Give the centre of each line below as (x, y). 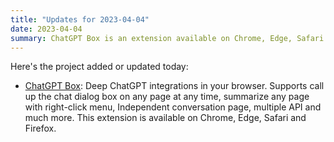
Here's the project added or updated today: (99, 67)
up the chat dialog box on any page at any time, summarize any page (167, 97)
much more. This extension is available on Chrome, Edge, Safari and (165, 118)
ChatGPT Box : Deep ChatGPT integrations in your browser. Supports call (174, 86)
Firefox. (40, 128)
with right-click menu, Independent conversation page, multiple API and (173, 107)
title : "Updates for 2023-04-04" (80, 19)
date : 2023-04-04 (46, 29)
